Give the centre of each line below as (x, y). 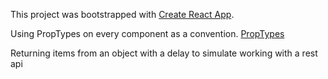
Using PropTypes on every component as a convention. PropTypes (147, 33)
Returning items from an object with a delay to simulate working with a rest (164, 53)
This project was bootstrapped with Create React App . (122, 14)
